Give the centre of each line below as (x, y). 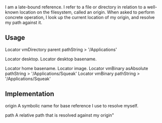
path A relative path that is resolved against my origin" (60, 115)
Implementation (30, 94)
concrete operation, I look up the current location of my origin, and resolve (80, 17)
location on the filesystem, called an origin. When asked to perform (87, 12)
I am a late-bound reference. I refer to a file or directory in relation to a (76, 7)
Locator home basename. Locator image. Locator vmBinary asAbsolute (77, 68)
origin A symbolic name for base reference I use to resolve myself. (72, 105)
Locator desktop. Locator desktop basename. (51, 59)
